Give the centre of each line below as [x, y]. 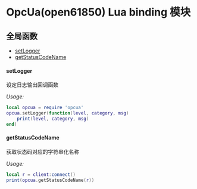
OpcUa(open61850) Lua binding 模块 [98, 12]
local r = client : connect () [41, 174]
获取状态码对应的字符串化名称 [43, 151]
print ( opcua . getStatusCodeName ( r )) [50, 180]
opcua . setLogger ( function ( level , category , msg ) [68, 113]
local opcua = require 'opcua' [45, 108]
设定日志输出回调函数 [32, 85]
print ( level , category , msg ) [53, 119]
